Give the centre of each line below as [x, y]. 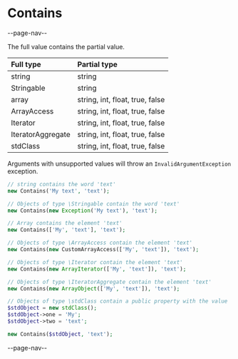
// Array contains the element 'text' [65, 223]
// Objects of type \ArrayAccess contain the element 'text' [100, 243]
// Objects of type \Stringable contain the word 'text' [94, 204]
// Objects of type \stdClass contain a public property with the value [118, 301]
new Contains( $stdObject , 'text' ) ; [60, 334]
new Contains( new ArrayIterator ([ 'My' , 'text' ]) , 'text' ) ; [97, 269]
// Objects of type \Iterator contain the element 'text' [95, 262]
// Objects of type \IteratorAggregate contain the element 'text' [110, 282]
